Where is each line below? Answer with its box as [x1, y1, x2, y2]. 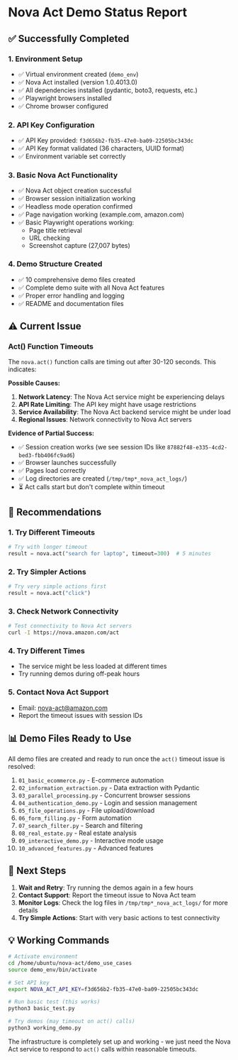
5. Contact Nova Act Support [8, 687, 109, 697]
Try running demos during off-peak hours [18, 670, 140, 678]
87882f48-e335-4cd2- [166, 444, 228, 452]
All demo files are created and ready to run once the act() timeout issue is [8, 755, 225, 763]
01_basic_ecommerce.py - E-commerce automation [18, 776, 164, 785]
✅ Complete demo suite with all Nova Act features [18, 283, 165, 292]
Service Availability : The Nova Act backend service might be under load [18, 408, 231, 416]
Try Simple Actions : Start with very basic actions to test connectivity [18, 914, 220, 922]
